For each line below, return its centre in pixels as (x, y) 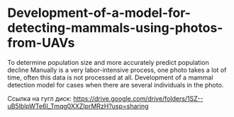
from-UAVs (41, 43)
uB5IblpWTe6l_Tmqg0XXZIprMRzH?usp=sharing (78, 106)
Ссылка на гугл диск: (40, 98)
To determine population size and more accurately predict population (108, 62)
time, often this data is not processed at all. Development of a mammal (110, 77)
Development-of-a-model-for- (99, 13)
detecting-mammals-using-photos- (115, 28)
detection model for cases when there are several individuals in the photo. (116, 85)
